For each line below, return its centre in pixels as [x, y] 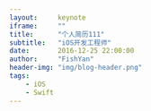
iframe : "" [38, 26]
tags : [19, 76]
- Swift [40, 92]
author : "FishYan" [52, 59]
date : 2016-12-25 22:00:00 [72, 51]
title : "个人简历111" [57, 34]
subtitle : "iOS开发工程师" [61, 43]
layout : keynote [48, 17]
